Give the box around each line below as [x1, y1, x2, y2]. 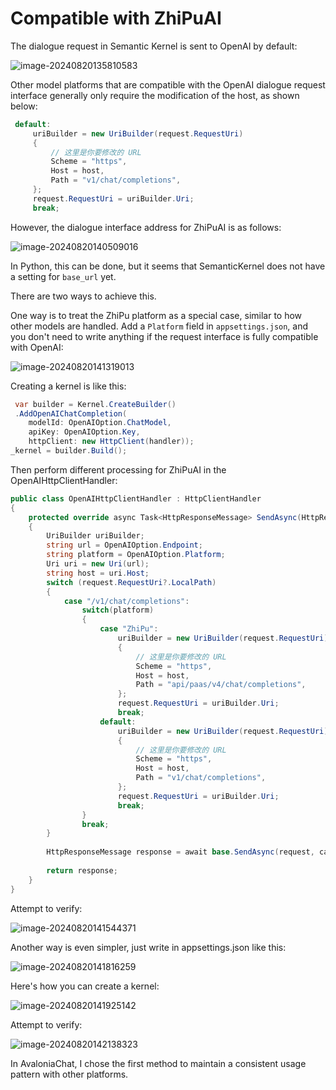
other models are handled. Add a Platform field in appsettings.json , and [10, 320, 309, 332]
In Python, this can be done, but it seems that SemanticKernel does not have [10, 260, 326, 272]
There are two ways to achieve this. [10, 290, 157, 302]
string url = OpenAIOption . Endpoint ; [46, 540, 203, 551]
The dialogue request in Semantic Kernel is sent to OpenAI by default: [10, 40, 298, 52]
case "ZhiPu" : [99, 624, 159, 634]
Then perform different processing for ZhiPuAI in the [10, 463, 227, 476]
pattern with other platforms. [10, 1068, 129, 1080]
